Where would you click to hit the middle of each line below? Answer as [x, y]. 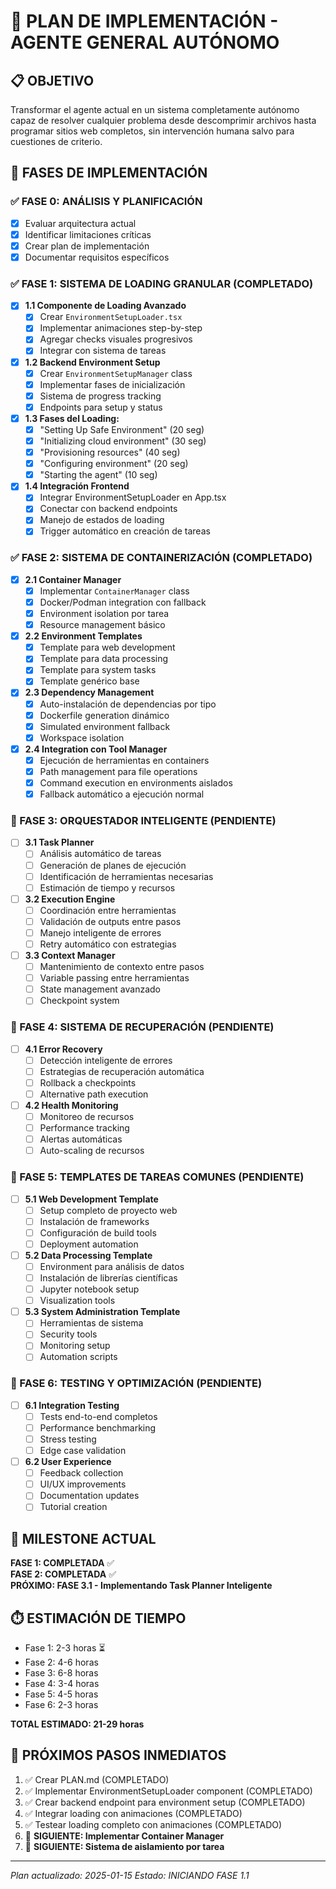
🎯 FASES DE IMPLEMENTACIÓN [109, 173]
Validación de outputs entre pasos [110, 921]
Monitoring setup [75, 1346]
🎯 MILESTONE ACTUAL [83, 1538]
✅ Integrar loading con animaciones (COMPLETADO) [133, 1813]
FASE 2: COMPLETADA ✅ [63, 1574]
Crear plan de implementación [87, 246]
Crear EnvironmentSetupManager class [116, 373]
